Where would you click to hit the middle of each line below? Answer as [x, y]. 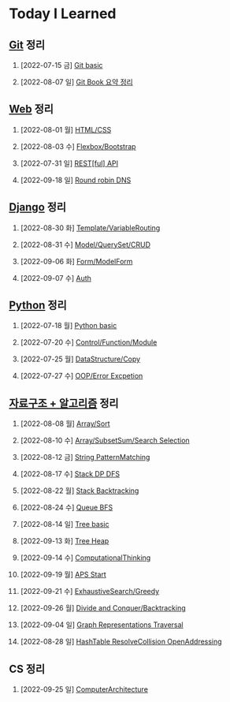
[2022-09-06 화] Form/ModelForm [76, 261]
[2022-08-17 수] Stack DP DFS [70, 474]
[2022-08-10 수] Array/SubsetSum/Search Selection [105, 441]
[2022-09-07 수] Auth [56, 278]
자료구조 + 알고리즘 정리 [64, 403]
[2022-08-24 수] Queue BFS [67, 508]
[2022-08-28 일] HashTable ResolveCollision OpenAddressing [121, 642]
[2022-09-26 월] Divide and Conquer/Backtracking [103, 608]
